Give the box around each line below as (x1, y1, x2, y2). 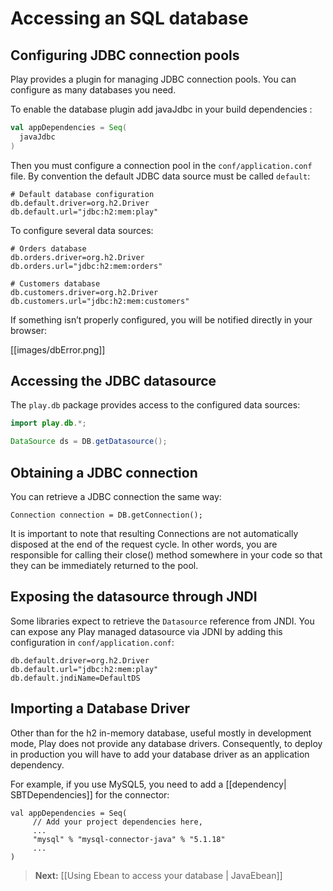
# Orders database (10, 243, 87, 254)
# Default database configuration (10, 189, 155, 199)
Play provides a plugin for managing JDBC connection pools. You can (10, 73, 297, 85)
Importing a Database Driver (10, 700, 190, 717)
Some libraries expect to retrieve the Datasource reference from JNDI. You (10, 615, 315, 627)
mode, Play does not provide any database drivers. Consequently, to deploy (10, 737, 323, 749)
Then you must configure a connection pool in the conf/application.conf (10, 159, 313, 171)
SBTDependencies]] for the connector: (10, 788, 170, 801)
